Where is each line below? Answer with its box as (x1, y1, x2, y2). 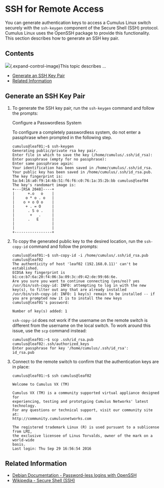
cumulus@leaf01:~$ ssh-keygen (12, 144, 74, 149)
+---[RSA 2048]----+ (12, 187, 54, 192)
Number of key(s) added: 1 (12, 309, 68, 314)
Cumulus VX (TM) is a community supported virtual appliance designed (12, 390, 160, 395)
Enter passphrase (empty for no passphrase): (12, 157, 107, 162)
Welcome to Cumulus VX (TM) (12, 382, 70, 387)
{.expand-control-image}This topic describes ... (10, 63, 106, 69)
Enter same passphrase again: (12, 161, 74, 166)
